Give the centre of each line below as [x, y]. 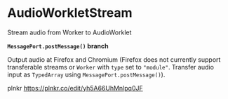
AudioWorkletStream [70, 13]
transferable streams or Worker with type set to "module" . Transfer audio [110, 67]
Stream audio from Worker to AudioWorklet [69, 32]
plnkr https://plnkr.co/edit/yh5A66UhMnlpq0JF [75, 88]
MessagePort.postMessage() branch [58, 46]
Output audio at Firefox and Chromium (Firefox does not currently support [114, 59]
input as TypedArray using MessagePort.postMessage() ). [86, 74]
